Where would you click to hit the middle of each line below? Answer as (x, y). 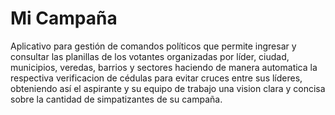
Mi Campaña (64, 18)
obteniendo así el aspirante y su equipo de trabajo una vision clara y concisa (168, 88)
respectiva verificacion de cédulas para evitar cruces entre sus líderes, (156, 78)
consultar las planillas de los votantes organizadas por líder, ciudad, (150, 56)
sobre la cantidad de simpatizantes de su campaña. (116, 99)
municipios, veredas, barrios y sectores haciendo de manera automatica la (164, 67)
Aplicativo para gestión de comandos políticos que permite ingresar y (153, 46)
